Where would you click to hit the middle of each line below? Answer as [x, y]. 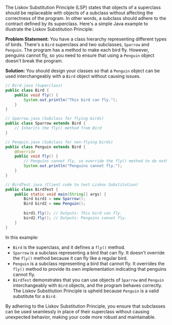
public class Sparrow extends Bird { [46, 123]
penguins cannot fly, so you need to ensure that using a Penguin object [80, 55]
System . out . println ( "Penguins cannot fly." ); [73, 166]
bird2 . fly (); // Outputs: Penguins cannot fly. [75, 218]
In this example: [22, 237]
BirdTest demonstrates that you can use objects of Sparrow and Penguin [88, 280]
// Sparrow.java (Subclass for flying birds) [55, 119]
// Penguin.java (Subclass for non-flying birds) [59, 142]
